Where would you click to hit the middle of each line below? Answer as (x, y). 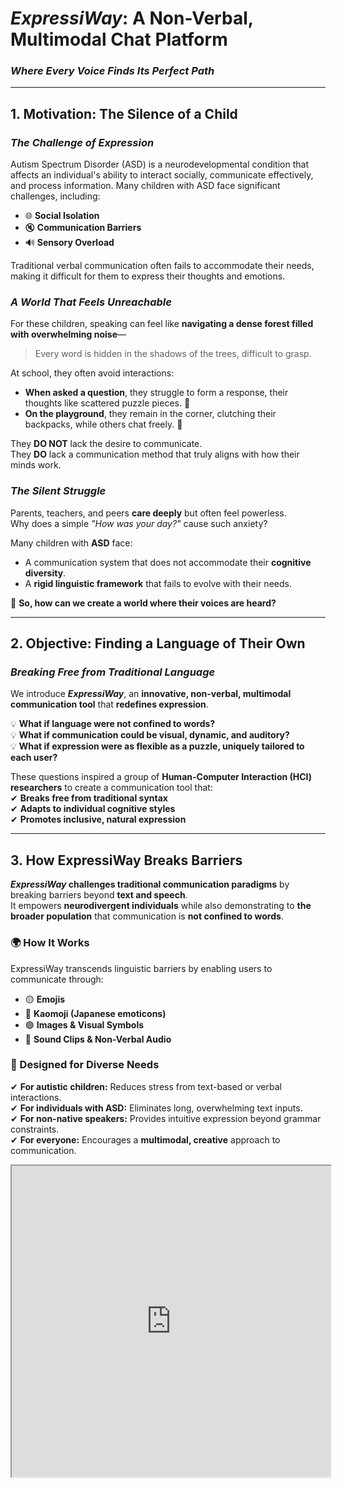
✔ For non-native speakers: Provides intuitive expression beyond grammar (166, 1118)
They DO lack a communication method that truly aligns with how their (155, 454)
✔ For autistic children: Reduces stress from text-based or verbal (146, 1086)
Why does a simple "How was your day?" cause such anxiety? (139, 523)
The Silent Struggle (58, 491)
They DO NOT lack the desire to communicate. (106, 444)
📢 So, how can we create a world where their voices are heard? (143, 603)
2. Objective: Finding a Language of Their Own (158, 643)
